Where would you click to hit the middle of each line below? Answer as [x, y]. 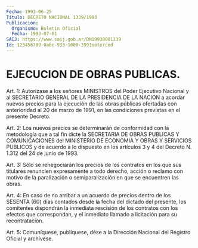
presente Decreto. [28, 116]
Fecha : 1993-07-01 [35, 34]
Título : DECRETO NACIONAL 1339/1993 [52, 17]
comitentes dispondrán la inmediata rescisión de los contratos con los [92, 208]
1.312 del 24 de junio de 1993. [42, 153]
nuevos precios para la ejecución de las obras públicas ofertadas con [92, 103]
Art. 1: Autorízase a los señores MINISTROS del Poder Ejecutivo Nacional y [98, 91]
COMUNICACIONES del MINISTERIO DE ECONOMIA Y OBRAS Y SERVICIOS [99, 140]
